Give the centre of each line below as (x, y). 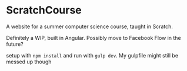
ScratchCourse (44, 10)
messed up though (29, 62)
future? (15, 44)
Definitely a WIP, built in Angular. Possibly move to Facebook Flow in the (93, 38)
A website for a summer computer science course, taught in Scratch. (90, 26)
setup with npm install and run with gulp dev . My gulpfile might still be (92, 55)
